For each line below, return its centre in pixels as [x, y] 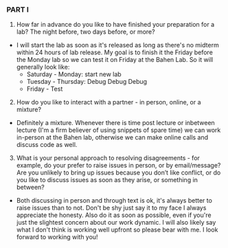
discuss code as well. [47, 145]
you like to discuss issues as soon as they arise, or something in [107, 180]
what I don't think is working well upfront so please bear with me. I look [117, 230]
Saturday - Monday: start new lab [74, 74]
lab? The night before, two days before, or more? [85, 32]
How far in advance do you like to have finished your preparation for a [115, 25]
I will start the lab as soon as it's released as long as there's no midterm [117, 45]
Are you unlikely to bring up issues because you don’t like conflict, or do [118, 172]
